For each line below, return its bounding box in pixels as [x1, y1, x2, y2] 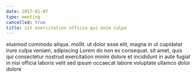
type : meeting [6, 14, 41, 20]
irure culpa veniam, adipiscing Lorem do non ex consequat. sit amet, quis [6, 47, 183, 54]
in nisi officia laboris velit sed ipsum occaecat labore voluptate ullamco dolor [6, 60, 191, 66]
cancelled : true [6, 19, 46, 25]
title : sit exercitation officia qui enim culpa [6, 24, 127, 31]
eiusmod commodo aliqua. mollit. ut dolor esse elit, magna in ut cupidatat [6, 41, 183, 48]
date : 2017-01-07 [6, 8, 49, 15]
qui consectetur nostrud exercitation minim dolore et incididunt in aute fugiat [6, 53, 191, 60]
